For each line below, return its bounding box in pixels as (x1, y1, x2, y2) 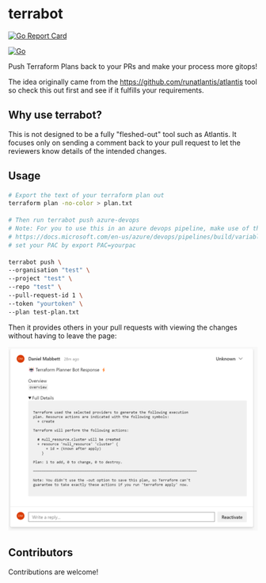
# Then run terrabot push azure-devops (8, 216, 140, 224)
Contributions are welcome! (8, 567, 99, 577)
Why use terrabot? (8, 109, 103, 122)
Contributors (8, 546, 74, 559)
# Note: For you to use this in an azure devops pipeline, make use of (8, 225, 249, 233)
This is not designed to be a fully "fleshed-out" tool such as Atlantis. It (8, 129, 237, 139)
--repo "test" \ (8, 283, 62, 291)
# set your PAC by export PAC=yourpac (8, 241, 136, 250)
